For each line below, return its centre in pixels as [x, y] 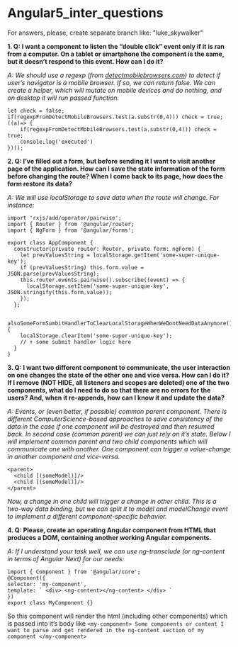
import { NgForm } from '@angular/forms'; [71, 230]
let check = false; [36, 111]
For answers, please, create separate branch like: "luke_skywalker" [105, 33]
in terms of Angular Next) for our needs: [66, 558]
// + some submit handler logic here [76, 342]
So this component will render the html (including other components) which [118, 616]
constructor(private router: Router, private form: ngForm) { [107, 249]
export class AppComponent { [50, 242]
